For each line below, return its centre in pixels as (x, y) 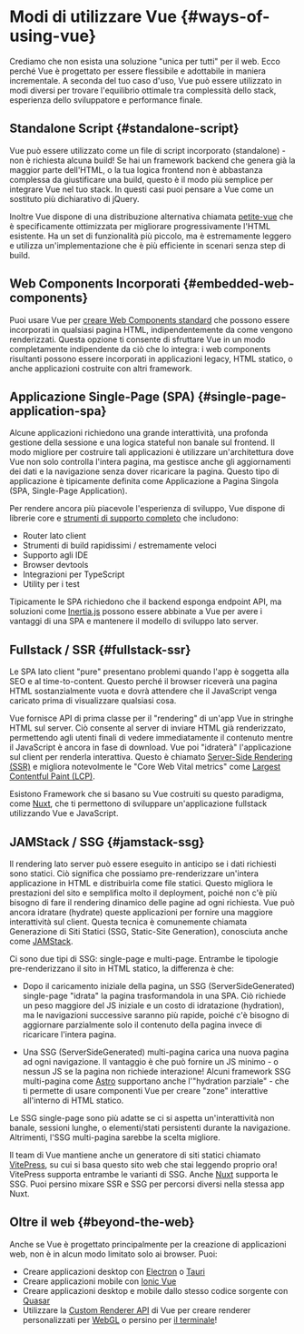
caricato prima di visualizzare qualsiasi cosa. (93, 701)
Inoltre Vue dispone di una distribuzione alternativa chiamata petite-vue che (151, 217)
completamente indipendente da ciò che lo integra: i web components (140, 349)
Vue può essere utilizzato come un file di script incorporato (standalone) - (147, 150)
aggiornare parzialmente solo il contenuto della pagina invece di (142, 1025)
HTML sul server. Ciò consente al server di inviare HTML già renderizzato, (147, 728)
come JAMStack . (42, 941)
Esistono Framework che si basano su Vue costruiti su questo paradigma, (147, 794)
